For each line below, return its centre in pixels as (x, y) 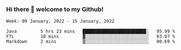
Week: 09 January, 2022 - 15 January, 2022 (60, 22)
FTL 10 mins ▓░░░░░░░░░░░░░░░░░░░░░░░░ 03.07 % (91, 37)
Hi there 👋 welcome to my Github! (55, 9)
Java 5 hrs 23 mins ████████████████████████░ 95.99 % (91, 31)
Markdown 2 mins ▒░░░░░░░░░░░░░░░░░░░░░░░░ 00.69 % (91, 42)
